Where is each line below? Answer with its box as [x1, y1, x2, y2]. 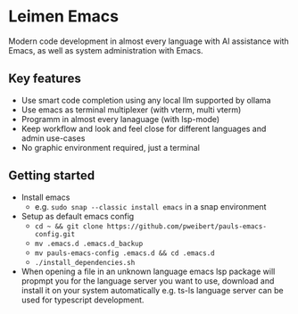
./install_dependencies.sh [34, 258, 136, 267]
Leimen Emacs [8, 6, 120, 27]
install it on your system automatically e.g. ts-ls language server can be [21, 285, 284, 295]
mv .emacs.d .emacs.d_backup [34, 239, 144, 248]
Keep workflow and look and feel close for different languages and [21, 123, 267, 134]
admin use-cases [21, 132, 86, 144]
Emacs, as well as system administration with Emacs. [8, 45, 203, 55]
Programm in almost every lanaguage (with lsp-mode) [21, 113, 220, 124]
